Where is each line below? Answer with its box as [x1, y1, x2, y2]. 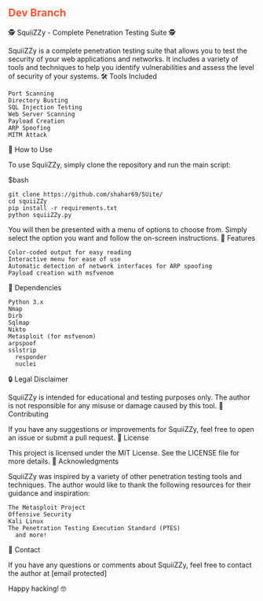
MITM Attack [8, 131, 47, 138]
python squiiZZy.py [8, 211, 72, 219]
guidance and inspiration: [8, 488, 90, 498]
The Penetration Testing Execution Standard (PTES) [8, 524, 181, 532]
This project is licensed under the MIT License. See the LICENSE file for [8, 448, 240, 457]
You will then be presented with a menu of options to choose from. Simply [8, 224, 247, 234]
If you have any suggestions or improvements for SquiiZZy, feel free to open [8, 424, 254, 433]
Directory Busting [8, 96, 68, 105]
